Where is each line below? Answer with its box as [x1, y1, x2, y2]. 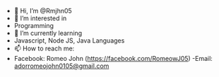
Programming [13, 22, 54, 29]
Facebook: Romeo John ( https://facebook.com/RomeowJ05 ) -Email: [13, 55, 213, 62]
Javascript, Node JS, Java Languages [13, 36, 125, 45]
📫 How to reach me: [13, 44, 75, 52]
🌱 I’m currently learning [13, 29, 83, 37]
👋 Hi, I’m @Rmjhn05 [13, 7, 72, 15]
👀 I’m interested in [13, 14, 67, 22]
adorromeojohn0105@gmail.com [13, 62, 109, 70]
